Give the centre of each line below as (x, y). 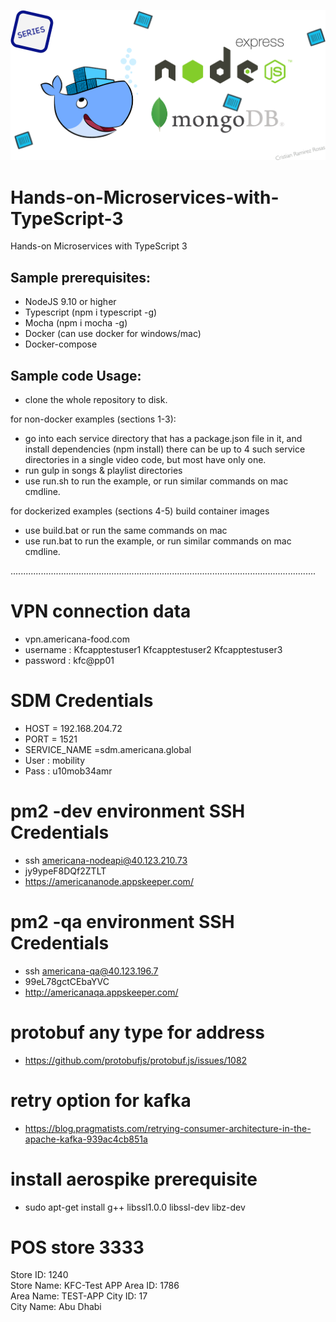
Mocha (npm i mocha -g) (76, 323)
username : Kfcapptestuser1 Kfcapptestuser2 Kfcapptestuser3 (153, 649)
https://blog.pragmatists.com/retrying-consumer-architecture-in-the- (168, 1128)
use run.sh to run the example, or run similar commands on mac (156, 481)
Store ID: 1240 (39, 1275)
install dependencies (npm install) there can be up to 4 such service (165, 449)
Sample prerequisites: (81, 277)
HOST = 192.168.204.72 (73, 728)
